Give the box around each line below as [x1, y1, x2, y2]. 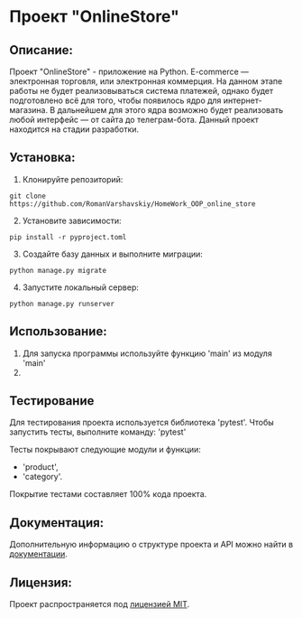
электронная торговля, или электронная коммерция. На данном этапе [9, 76, 283, 87]
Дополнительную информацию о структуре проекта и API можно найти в [9, 539, 294, 550]
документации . [9, 548, 68, 559]
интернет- [223, 95, 263, 106]
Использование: [9, 323, 107, 340]
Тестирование [9, 393, 95, 408]
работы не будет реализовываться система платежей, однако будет [9, 86, 274, 96]
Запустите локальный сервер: [22, 282, 140, 293]
